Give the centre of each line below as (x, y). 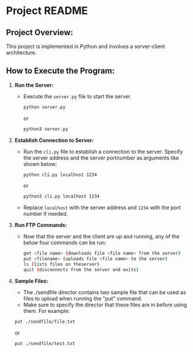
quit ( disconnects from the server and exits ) (81, 270)
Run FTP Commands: (41, 225)
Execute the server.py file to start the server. (77, 96)
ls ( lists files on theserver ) (61, 264)
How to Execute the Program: (61, 71)
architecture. (21, 53)
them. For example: (46, 310)
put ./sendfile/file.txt (45, 322)
